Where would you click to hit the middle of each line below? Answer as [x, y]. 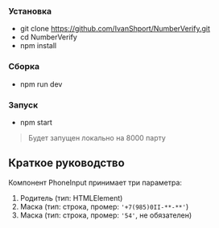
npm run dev [41, 84]
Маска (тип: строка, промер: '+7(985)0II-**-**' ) [104, 206]
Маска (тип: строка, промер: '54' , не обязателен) [106, 215]
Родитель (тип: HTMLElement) [71, 197]
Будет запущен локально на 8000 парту [97, 137]
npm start [36, 122]
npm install [38, 46]
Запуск [23, 104]
